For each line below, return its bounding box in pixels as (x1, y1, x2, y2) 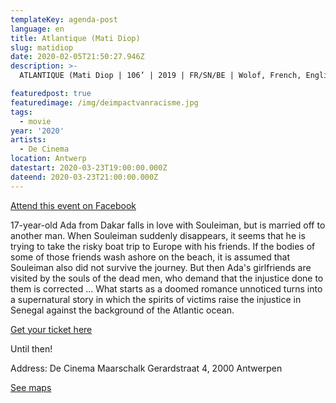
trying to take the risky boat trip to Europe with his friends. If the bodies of (10, 240, 316, 252)
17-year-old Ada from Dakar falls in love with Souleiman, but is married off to (10, 219, 326, 231)
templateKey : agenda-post (10, 14, 118, 25)
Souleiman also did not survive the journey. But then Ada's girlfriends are (10, 261, 312, 273)
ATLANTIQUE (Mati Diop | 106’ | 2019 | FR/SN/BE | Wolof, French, (19, 71, 302, 81)
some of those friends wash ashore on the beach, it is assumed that (10, 251, 291, 263)
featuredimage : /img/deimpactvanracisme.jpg (10, 97, 199, 108)
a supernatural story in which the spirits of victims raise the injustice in (10, 293, 302, 305)
